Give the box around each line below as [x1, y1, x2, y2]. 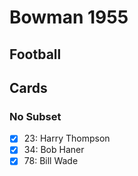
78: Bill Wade [23, 155, 79, 167]
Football [9, 46, 62, 63]
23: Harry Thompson [23, 132, 111, 145]
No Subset [9, 109, 62, 123]
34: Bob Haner [23, 144, 85, 156]
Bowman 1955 [9, 6, 129, 29]
